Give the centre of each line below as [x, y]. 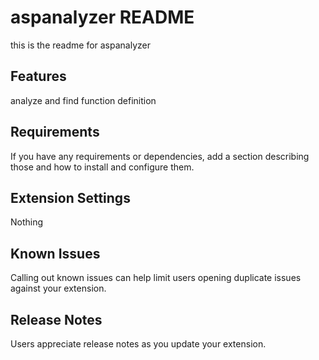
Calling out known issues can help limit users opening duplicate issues [156, 278]
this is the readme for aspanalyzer [80, 45]
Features [38, 76]
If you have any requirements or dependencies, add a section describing [160, 156]
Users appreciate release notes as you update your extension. [138, 344]
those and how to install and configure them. [102, 167]
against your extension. [58, 288]
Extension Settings [70, 197]
